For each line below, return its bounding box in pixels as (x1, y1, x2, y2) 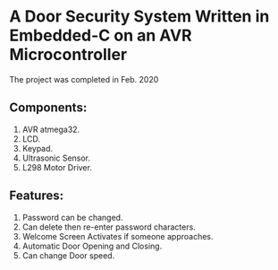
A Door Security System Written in (9, 6, 270, 27)
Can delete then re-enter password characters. (21, 222, 197, 232)
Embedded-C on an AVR (9, 25, 192, 46)
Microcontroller (9, 45, 128, 65)
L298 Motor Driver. (21, 161, 92, 172)
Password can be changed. (21, 212, 123, 222)
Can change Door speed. (21, 249, 115, 261)
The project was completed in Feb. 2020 (9, 74, 159, 84)
